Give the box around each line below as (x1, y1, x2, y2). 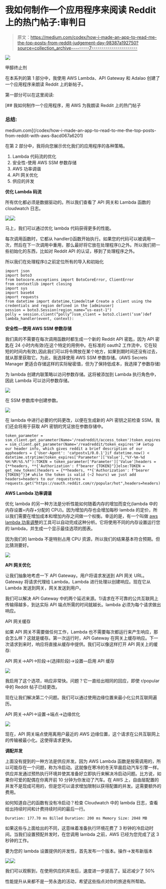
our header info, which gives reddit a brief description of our (5, 446, 143, 451)
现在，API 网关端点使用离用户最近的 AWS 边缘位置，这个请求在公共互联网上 (5, 731, 160, 737)
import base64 (5, 290, 35, 295)
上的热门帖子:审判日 (5, 17, 87, 28)
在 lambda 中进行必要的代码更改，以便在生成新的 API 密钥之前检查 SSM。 (5, 417, 156, 423)
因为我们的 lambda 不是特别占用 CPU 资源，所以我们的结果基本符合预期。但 (5, 536, 160, 542)
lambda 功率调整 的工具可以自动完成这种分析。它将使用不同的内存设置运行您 (5, 520, 161, 525)
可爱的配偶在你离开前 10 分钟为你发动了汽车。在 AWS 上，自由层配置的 (13, 777, 159, 783)
